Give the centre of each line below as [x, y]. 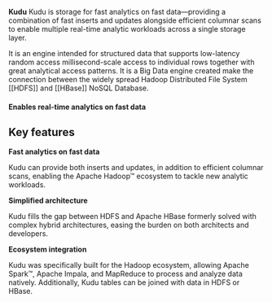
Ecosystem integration [48, 249]
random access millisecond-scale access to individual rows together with [132, 62]
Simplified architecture [48, 201]
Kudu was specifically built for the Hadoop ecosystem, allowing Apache [129, 265]
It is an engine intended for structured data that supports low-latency [124, 53]
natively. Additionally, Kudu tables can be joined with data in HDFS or [124, 282]
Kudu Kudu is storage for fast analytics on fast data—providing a [117, 12]
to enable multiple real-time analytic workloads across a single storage [127, 29]
